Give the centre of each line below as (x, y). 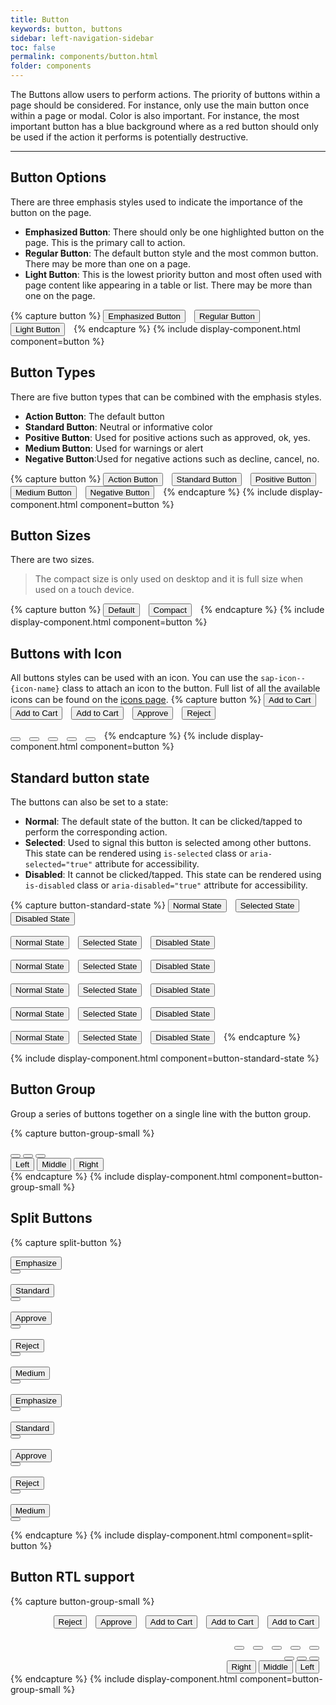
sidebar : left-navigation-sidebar (82, 38)
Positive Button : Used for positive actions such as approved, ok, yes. (167, 437)
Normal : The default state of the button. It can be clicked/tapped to (163, 822)
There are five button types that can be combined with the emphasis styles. (166, 397)
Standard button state (80, 777)
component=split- (276, 1535)
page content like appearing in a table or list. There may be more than (168, 285)
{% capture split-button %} (66, 1242)
